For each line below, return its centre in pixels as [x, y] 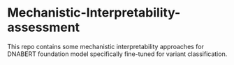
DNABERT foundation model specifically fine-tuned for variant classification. [117, 54]
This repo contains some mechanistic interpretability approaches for [106, 46]
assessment [44, 27]
